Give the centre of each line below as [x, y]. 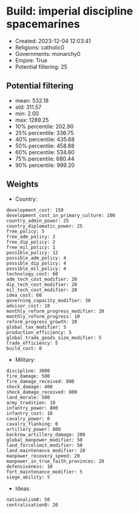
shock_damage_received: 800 [42, 392]
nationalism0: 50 [28, 500]
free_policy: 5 [25, 231]
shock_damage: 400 [29, 387]
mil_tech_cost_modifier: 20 [42, 290]
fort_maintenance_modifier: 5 [45, 472]
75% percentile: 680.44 [45, 159]
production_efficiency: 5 [39, 332]
